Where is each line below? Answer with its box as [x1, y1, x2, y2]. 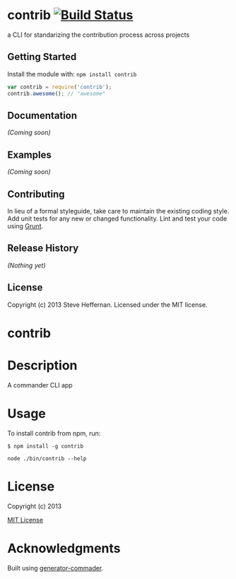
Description [7, 357, 78, 373]
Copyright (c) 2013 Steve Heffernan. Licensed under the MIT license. [7, 300, 208, 309]
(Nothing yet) [7, 261, 46, 269]
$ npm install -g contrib [7, 443, 83, 450]
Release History [7, 242, 79, 255]
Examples [7, 148, 52, 160]
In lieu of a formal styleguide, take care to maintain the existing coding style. [7, 206, 230, 215]
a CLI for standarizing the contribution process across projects [7, 30, 190, 39]
